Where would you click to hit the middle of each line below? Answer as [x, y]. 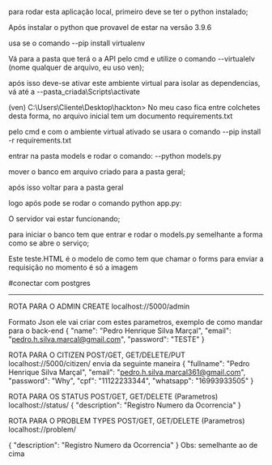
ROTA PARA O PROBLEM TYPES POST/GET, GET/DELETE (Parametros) [127, 421]
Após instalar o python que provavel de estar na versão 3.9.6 [110, 27]
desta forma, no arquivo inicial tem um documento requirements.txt [121, 116]
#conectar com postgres [49, 283]
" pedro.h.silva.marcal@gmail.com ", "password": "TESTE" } [106, 339]
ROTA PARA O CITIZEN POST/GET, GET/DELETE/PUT [97, 355]
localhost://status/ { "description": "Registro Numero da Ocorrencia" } [125, 405]
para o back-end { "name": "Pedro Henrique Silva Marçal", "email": [120, 331]
